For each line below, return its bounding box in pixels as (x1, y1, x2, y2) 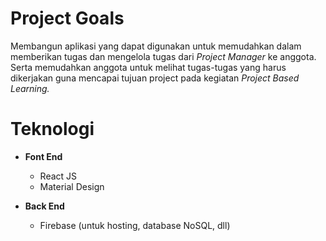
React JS (39, 170, 78, 182)
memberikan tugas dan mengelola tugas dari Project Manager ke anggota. (10, 50, 317, 62)
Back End (24, 200, 65, 212)
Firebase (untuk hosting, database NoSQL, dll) (39, 219, 231, 231)
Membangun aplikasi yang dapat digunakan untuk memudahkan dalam (10, 40, 302, 52)
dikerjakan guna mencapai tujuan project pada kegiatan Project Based (10, 72, 300, 84)
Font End (24, 150, 63, 162)
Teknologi (10, 118, 95, 141)
